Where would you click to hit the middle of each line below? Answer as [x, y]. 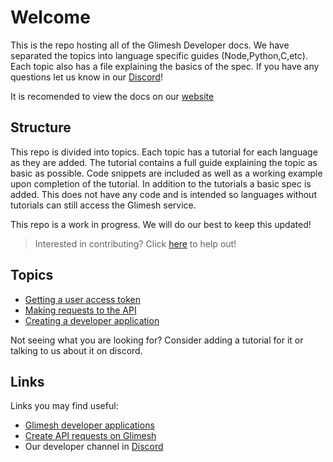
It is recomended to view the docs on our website [112, 96]
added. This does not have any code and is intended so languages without [163, 194]
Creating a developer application [92, 320]
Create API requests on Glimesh [90, 436]
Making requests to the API [80, 310]
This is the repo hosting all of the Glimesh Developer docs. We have [150, 45]
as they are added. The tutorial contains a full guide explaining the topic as [164, 162]
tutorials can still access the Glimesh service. [103, 205]
